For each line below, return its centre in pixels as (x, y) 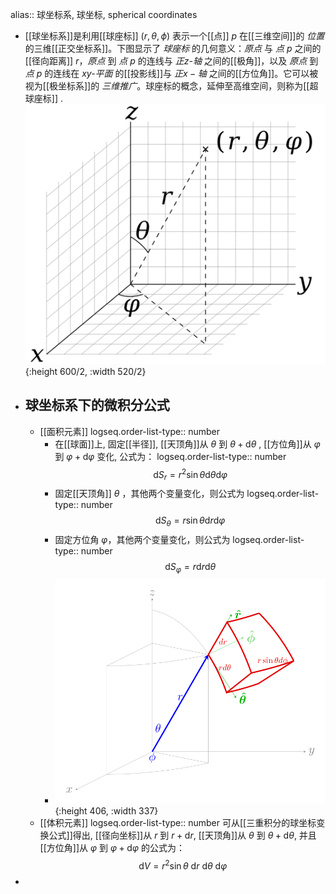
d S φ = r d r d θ (190, 568)
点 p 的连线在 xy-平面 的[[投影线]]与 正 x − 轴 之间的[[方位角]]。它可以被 (171, 73)
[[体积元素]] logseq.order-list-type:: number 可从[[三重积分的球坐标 (178, 822)
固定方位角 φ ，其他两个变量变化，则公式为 (142, 540)
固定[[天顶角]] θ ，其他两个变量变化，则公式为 (149, 494)
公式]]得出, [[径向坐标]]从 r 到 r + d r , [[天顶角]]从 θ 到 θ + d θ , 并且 (182, 835)
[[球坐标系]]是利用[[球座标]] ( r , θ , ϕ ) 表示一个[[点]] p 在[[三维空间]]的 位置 (174, 36)
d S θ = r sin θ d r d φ (190, 521)
